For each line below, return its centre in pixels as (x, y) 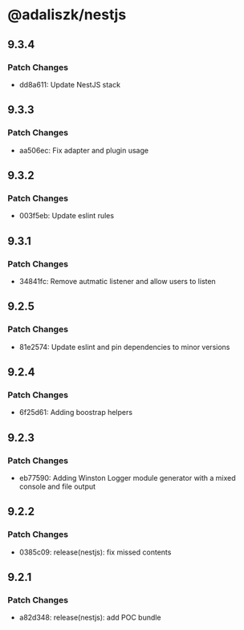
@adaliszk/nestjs (67, 15)
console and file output (57, 486)
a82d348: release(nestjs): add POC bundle (90, 618)
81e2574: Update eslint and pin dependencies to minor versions (124, 347)
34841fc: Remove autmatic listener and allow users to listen (117, 281)
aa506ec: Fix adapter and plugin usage (84, 150)
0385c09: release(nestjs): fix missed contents (95, 552)
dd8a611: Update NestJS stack (70, 84)
